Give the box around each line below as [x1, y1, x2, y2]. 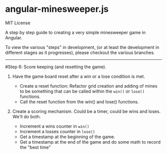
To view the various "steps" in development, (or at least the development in [5, 44, 160, 50]
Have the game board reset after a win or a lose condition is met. [12, 73, 145, 79]
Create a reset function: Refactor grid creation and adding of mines [19, 83, 158, 89]
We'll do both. [12, 113, 41, 119]
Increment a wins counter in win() [19, 123, 89, 129]
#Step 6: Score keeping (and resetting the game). [5, 63, 107, 70]
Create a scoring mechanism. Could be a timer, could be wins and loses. [12, 108, 161, 114]
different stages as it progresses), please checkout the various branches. [5, 50, 155, 55]
